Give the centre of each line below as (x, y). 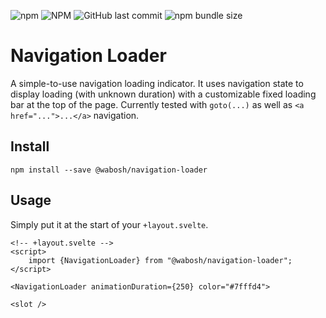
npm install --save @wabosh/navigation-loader (109, 170)
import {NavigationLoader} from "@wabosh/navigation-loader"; (160, 260)
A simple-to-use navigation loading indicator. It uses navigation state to (157, 83)
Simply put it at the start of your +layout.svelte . (109, 224)
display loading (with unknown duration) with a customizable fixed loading (163, 94)
